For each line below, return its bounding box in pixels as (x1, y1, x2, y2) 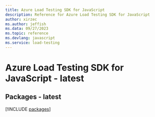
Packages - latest (5, 93, 62, 101)
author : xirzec (5, 17, 37, 22)
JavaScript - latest (5, 73, 84, 84)
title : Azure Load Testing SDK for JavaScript (5, 7, 105, 13)
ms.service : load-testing (5, 40, 60, 45)
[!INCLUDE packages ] (5, 106, 51, 112)
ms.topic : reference (5, 31, 49, 36)
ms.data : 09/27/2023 (5, 26, 49, 31)
